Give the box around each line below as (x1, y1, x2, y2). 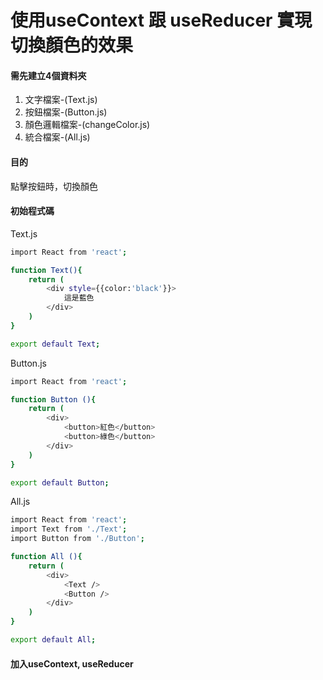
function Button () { (10, 394, 97, 405)
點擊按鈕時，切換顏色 (10, 180, 98, 192)
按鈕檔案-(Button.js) (24, 106, 108, 118)
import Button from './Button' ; (10, 534, 145, 544)
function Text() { (10, 265, 83, 275)
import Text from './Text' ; (10, 524, 128, 535)
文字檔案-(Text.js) (24, 94, 98, 106)
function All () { (10, 552, 83, 562)
